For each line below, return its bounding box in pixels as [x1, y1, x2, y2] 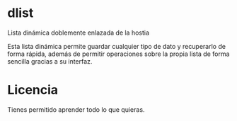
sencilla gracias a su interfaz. [7, 57, 93, 65]
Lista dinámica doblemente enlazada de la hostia [7, 28, 150, 37]
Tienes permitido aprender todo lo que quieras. [7, 105, 145, 114]
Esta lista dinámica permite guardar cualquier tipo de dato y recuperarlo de [7, 42, 226, 50]
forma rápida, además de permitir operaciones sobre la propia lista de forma [7, 50, 230, 58]
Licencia [7, 82, 59, 98]
